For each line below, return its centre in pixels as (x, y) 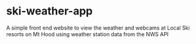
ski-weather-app (49, 11)
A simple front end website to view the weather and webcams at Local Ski (98, 28)
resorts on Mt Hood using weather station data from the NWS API (87, 34)
